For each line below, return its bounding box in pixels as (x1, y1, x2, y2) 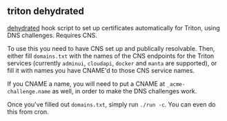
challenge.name (7, 88, 51, 95)
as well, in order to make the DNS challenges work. (52, 87, 197, 95)
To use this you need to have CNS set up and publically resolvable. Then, (7, 44, 215, 52)
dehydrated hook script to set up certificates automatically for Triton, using (7, 23, 221, 32)
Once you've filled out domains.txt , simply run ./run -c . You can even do (7, 100, 216, 109)
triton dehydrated (7, 5, 85, 17)
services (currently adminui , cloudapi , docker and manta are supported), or (7, 58, 217, 67)
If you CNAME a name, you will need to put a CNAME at (7, 79, 166, 88)
